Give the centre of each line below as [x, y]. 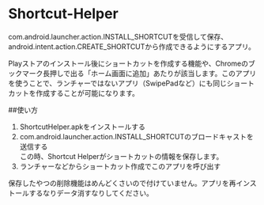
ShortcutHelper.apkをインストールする [83, 127]
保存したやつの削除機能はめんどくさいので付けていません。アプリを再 [122, 183]
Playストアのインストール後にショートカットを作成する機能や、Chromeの [128, 63]
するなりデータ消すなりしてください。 [91, 193]
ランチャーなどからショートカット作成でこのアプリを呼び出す [120, 166]
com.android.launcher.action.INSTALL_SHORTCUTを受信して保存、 [118, 36]
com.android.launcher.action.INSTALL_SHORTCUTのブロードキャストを [137, 136]
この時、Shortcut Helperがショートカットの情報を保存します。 [121, 156]
